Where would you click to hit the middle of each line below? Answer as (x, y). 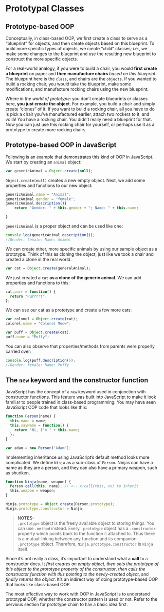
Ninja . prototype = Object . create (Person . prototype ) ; (60, 504)
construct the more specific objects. (42, 59)
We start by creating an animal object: (44, 162)
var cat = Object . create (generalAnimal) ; (48, 268)
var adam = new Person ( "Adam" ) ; (38, 448)
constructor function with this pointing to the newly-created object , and (77, 574)
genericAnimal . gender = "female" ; (41, 199)
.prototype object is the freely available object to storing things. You (86, 523)
